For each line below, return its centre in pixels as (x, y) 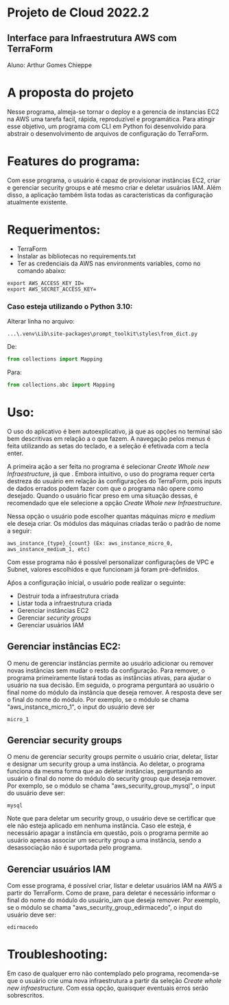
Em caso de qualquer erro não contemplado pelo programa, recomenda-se (113, 973)
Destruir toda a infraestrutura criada (68, 596)
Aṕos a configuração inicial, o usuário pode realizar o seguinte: (96, 582)
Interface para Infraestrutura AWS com (92, 38)
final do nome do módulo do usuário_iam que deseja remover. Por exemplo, (114, 900)
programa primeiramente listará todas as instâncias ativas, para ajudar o (109, 677)
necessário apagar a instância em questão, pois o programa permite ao (108, 833)
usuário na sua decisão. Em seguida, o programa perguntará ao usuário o (111, 685)
